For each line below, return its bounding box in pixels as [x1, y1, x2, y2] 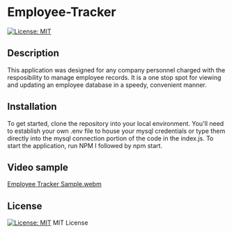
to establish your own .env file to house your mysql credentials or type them [7, 127, 226, 135]
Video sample [7, 161, 68, 173]
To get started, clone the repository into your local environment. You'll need [7, 119, 224, 127]
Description [7, 47, 59, 59]
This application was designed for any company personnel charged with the [7, 65, 226, 74]
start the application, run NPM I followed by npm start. [7, 141, 162, 150]
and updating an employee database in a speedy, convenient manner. [7, 81, 207, 89]
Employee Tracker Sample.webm [7, 180, 102, 188]
